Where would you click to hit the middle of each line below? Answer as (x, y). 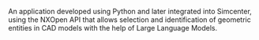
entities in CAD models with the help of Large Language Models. (113, 28)
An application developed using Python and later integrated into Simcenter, (130, 11)
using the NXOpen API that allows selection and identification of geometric (129, 20)
